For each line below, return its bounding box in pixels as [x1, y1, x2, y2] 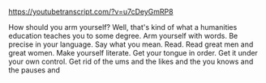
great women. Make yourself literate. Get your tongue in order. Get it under [8, 48, 258, 57]
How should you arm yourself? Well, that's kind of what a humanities [8, 23, 238, 31]
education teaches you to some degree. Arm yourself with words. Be [8, 31, 238, 40]
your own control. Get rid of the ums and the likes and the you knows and [8, 56, 254, 66]
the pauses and [8, 65, 61, 75]
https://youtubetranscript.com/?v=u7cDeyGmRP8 [8, 7, 174, 16]
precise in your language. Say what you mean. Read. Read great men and [8, 39, 254, 49]
